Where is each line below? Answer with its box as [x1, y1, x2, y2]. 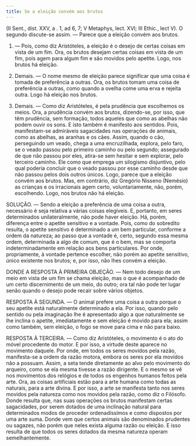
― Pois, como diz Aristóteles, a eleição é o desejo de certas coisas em [14, 42, 185, 49]
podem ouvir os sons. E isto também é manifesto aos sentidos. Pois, [14, 121, 180, 128]
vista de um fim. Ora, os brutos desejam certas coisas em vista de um [14, 48, 183, 56]
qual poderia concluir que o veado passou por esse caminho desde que [14, 165, 188, 172]
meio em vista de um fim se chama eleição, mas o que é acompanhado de [6, 274, 185, 281]
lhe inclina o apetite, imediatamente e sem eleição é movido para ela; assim [6, 317, 188, 324]
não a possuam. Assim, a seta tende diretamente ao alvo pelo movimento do [6, 359, 190, 366]
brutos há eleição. [14, 61, 59, 68]
